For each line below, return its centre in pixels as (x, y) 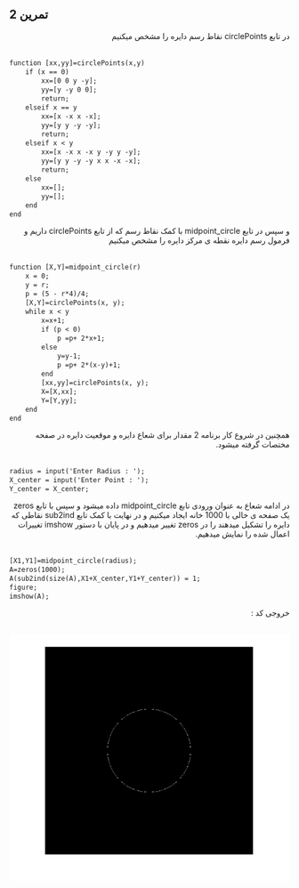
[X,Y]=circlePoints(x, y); (75, 303)
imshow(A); (29, 596)
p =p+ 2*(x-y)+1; (89, 365)
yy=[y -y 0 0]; (69, 89)
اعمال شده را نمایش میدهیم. (242, 534)
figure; (24, 587)
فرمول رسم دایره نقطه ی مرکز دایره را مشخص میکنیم (199, 240)
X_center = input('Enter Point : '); (79, 480)
